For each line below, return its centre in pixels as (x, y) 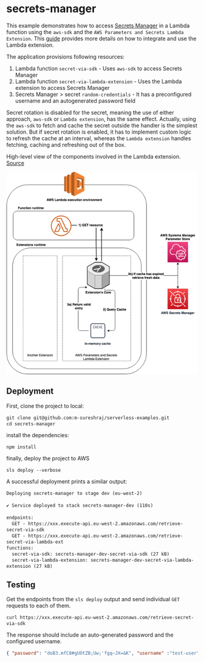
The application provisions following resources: (66, 56)
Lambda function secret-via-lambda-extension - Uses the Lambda (98, 81)
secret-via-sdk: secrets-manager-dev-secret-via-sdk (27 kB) (91, 554)
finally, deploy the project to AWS (48, 458)
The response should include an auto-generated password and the (90, 635)
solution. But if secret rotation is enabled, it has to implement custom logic (99, 132)
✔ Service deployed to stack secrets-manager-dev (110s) (80, 505)
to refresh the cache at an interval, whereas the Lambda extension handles (99, 138)
